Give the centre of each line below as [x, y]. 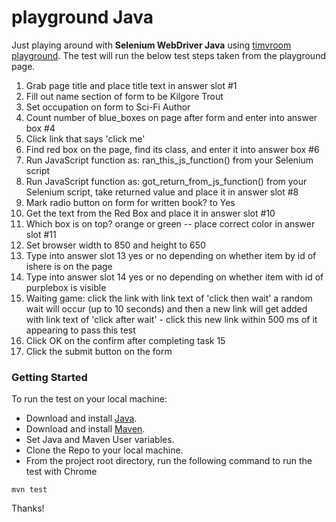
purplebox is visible [66, 287]
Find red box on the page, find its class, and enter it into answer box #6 [172, 149]
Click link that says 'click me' [85, 138]
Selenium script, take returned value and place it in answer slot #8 [162, 192]
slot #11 [41, 234]
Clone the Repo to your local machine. [104, 450]
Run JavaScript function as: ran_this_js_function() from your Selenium [169, 160]
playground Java [82, 17]
